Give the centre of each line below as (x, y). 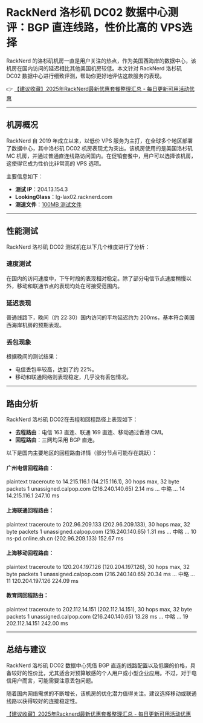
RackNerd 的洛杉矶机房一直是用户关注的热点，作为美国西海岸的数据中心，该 (101, 61)
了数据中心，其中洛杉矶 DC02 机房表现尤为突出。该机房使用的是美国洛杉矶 (100, 148)
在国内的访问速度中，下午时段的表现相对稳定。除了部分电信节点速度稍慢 (96, 278)
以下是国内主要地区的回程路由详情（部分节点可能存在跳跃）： (82, 453)
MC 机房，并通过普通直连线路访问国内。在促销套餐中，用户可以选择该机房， (101, 156)
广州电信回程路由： (30, 468)
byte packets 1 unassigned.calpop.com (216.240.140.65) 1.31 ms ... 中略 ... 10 (101, 531)
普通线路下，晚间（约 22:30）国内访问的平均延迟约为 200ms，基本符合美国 (101, 318)
